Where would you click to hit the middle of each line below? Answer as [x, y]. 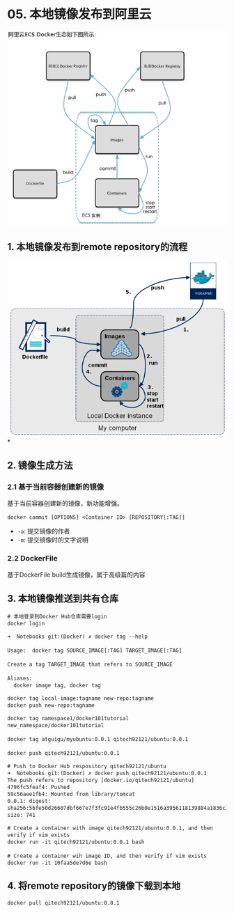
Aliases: [20, 678]
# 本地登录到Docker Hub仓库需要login [57, 616]
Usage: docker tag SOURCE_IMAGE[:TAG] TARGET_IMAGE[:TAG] [95, 650]
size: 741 [22, 815]
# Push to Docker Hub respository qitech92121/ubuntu [87, 766]
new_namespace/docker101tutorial [56, 725]
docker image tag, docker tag [57, 685]
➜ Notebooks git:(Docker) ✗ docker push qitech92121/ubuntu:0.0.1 [107, 773]
